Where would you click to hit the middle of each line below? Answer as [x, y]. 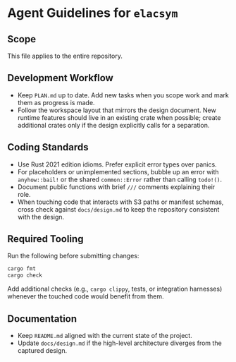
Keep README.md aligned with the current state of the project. [105, 336]
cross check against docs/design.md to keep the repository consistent [118, 209]
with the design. [41, 217]
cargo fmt [22, 269]
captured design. [42, 350]
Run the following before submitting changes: [73, 256]
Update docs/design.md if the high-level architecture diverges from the [119, 343]
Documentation [42, 319]
